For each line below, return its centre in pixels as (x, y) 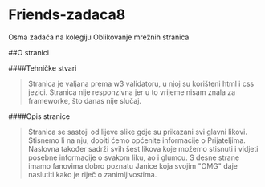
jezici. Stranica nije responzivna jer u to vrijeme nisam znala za (132, 92)
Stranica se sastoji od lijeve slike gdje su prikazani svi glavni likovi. (137, 132)
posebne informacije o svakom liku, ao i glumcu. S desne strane (133, 157)
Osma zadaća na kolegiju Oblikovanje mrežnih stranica (99, 37)
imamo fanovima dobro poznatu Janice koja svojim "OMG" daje (133, 165)
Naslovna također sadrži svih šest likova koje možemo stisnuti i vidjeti (143, 148)
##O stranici (29, 52)
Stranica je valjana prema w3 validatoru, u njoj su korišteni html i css (141, 83)
